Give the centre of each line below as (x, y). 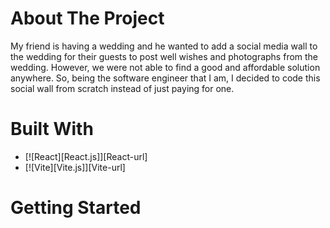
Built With (52, 129)
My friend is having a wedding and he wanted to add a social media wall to (164, 46)
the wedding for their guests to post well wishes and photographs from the (164, 56)
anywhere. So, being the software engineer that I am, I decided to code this (165, 78)
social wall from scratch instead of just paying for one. (122, 88)
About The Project (87, 18)
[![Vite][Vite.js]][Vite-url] (75, 167)
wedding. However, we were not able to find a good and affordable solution (165, 67)
